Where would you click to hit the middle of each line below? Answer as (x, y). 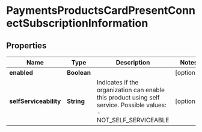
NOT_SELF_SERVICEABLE (133, 120)
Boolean (79, 73)
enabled (21, 73)
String (76, 101)
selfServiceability (35, 101)
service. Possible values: (131, 105)
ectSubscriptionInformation (77, 23)
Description (133, 62)
